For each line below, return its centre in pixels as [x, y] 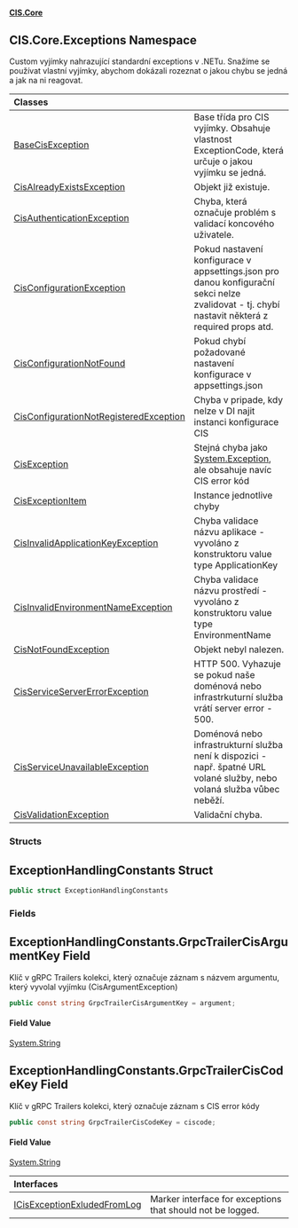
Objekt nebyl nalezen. [239, 649]
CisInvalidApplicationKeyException [86, 543]
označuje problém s [235, 213]
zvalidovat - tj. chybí [237, 304]
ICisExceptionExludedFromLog [78, 1204]
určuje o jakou [223, 161]
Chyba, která [220, 201]
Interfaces [36, 1184]
